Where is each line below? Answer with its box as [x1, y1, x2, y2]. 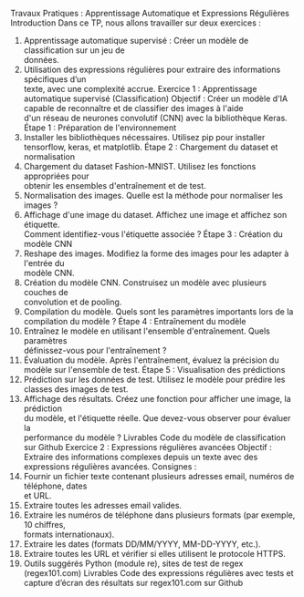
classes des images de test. [23, 384, 129, 395]
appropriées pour [23, 170, 89, 181]
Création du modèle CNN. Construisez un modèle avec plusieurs [23, 277, 267, 288]
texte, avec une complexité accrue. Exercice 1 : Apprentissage [23, 84, 257, 94]
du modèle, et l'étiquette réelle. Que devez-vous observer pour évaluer [23, 413, 291, 423]
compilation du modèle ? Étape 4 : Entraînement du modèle [23, 316, 246, 326]
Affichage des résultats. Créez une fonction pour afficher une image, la [23, 394, 291, 404]
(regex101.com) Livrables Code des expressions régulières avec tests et [23, 568, 295, 578]
